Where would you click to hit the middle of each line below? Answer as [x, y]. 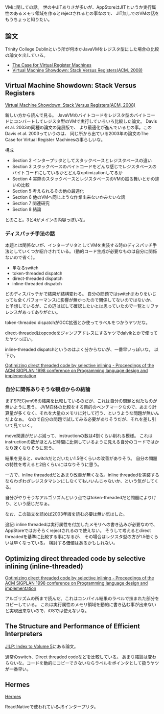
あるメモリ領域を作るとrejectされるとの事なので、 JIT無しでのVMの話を [86, 13]
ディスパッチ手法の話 [30, 233]
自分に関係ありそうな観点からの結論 [48, 389]
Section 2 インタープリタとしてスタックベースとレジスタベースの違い [82, 160]
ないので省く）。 [21, 257]
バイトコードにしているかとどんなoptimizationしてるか [67, 172]
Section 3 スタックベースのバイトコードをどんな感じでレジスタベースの [84, 166]
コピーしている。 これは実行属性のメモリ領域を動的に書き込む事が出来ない [81, 605]
